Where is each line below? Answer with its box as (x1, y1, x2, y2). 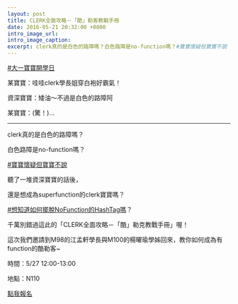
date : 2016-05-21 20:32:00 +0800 (7, 23, 106, 30)
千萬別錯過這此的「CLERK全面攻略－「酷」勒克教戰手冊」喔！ (7, 221, 189, 228)
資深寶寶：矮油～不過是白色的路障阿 (7, 93, 113, 102)
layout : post (7, 10, 46, 18)
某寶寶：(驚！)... (7, 109, 55, 117)
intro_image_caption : (7, 37, 72, 44)
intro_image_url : (7, 30, 59, 37)
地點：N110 (7, 274, 40, 283)
